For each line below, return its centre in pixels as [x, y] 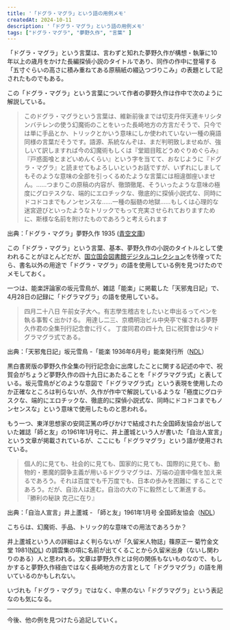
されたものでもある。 [37, 79]
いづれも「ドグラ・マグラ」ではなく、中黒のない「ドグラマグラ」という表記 [115, 590]
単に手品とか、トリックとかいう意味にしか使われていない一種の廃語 [126, 134]
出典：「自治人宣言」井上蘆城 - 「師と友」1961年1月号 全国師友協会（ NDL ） [113, 513]
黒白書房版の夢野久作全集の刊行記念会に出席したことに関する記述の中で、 [112, 366]
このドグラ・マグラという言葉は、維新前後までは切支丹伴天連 [111, 116]
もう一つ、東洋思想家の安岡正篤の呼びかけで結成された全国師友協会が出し [112, 424]
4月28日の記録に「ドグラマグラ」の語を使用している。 [85, 297]
